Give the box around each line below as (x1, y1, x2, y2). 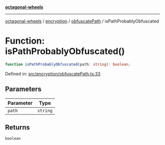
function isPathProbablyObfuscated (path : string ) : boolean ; (5, 62, 131, 67)
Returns (5, 123, 30, 132)
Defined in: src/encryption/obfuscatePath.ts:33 (5, 71, 101, 76)
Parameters (5, 85, 42, 94)
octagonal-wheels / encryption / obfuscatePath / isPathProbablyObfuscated (5, 18, 160, 24)
